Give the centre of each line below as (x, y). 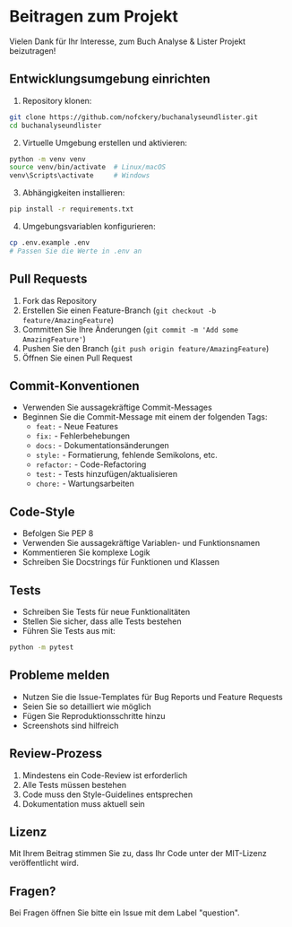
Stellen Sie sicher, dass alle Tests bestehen (102, 621)
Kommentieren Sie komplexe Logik (86, 552)
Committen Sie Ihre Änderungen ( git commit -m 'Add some (130, 329)
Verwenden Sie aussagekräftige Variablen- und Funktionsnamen (141, 543)
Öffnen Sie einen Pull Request (77, 358)
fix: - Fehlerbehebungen (83, 436)
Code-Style (42, 511)
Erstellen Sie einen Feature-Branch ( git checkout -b (119, 310)
